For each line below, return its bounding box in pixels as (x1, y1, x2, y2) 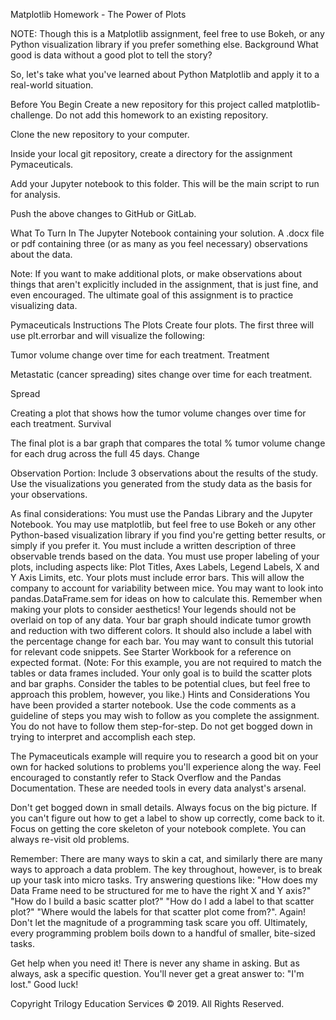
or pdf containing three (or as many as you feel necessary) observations (10, 238, 308, 249)
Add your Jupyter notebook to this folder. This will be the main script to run (10, 178, 320, 189)
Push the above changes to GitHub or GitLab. (10, 208, 197, 219)
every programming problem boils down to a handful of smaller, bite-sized (10, 927, 316, 939)
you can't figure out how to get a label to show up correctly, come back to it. (10, 812, 325, 824)
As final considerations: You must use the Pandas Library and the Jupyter (10, 508, 313, 519)
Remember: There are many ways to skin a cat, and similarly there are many (10, 853, 323, 864)
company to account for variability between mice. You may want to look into (10, 582, 324, 594)
